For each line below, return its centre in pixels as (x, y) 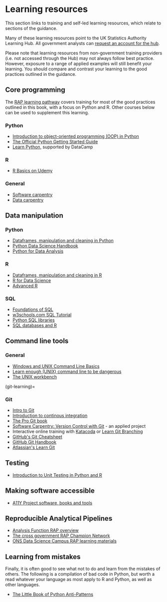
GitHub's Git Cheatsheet (37, 437)
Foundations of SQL (33, 309)
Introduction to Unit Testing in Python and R (57, 475)
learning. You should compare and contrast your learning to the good (76, 69)
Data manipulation (34, 216)
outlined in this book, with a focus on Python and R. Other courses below (80, 107)
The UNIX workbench (35, 377)
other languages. (23, 585)
